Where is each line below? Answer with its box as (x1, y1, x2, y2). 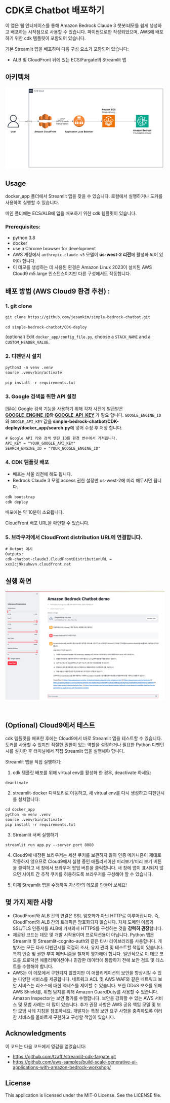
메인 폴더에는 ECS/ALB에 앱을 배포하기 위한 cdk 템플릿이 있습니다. (5, 210, 137, 216)
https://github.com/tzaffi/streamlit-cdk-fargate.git (12, 1053, 116, 1059)
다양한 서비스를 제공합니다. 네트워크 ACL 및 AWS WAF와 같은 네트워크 (18, 976, 157, 982)
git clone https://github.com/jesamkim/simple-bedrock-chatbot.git (5, 315, 151, 320)
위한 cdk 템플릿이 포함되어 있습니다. (14, 35, 86, 41)
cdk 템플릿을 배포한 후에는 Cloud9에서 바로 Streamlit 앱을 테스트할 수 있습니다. (5, 735, 162, 741)
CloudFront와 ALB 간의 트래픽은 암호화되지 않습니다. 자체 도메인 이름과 (12, 919, 154, 925)
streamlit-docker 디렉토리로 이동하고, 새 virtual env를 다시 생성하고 (12, 790, 148, 796)
